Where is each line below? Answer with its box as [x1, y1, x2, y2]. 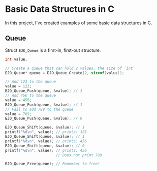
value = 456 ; [5, 97, 32, 102]
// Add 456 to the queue [5, 93, 56, 98]
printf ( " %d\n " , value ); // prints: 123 [5, 129, 87, 134]
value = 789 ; [5, 111, 32, 117]
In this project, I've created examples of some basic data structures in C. [5, 20, 153, 26]
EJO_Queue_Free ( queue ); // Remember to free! [5, 162, 100, 167]
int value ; [5, 57, 28, 62]
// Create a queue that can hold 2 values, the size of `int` [5, 66, 135, 71]
